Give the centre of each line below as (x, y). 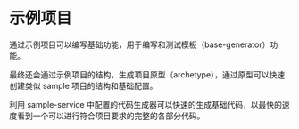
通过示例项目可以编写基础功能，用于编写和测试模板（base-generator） (140, 44)
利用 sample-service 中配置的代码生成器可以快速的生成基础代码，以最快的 (146, 104)
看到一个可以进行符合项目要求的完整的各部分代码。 (111, 116)
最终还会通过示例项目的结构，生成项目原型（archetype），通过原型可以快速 (147, 74)
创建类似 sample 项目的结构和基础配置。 (83, 85)
